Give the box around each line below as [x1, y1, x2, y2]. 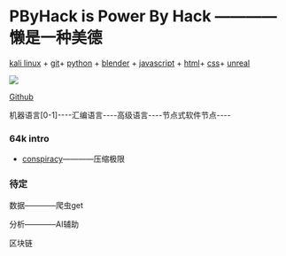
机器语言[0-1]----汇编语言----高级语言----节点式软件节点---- [9, 109, 232, 120]
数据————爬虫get [9, 199, 84, 210]
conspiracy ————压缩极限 [21, 153, 126, 165]
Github [9, 91, 34, 102]
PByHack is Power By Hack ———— [9, 6, 277, 27]
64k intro [9, 132, 50, 144]
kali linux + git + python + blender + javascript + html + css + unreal [9, 58, 251, 68]
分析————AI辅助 [9, 219, 80, 229]
